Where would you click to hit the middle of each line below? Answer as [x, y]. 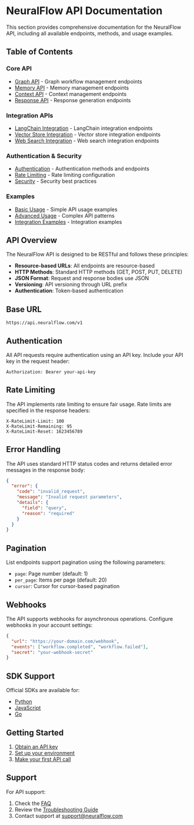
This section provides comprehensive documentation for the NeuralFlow [93, 27]
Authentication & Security [44, 156]
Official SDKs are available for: [43, 690]
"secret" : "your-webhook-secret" [52, 652]
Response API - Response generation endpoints [73, 100]
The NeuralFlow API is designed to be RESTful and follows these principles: [98, 255]
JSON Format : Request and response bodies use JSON [82, 278]
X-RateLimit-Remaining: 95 [39, 426]
